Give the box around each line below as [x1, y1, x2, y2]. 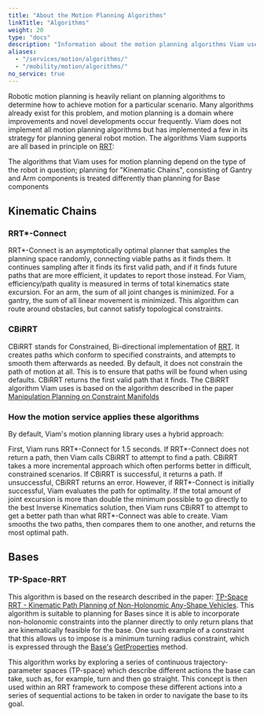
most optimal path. [8, 528, 69, 537]
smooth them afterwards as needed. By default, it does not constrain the [8, 358, 244, 367]
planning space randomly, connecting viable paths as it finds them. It [8, 254, 232, 264]
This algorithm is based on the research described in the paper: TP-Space [8, 592, 248, 601]
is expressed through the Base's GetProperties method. [8, 641, 189, 652]
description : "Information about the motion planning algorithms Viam [8, 41, 244, 49]
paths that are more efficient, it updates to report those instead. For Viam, [8, 271, 247, 280]
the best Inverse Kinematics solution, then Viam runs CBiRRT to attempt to [8, 502, 249, 512]
